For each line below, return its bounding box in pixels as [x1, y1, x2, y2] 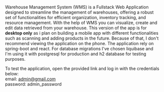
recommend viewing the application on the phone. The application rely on [5, 41, 154, 46]
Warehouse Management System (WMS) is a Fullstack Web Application [5, 4, 149, 10]
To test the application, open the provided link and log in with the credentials [5, 66, 160, 71]
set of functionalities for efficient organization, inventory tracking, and [5, 15, 146, 20]
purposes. [5, 56, 26, 62]
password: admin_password [5, 81, 62, 87]
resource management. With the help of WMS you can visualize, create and [5, 20, 158, 25]
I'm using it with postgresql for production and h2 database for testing [5, 51, 146, 57]
